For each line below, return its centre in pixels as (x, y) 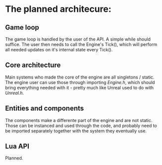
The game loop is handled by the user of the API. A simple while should (78, 39)
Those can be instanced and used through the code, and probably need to (81, 125)
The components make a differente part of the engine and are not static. (79, 120)
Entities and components (45, 108)
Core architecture (33, 65)
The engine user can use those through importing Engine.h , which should (80, 82)
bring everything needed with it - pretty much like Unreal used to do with (80, 87)
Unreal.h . (15, 93)
